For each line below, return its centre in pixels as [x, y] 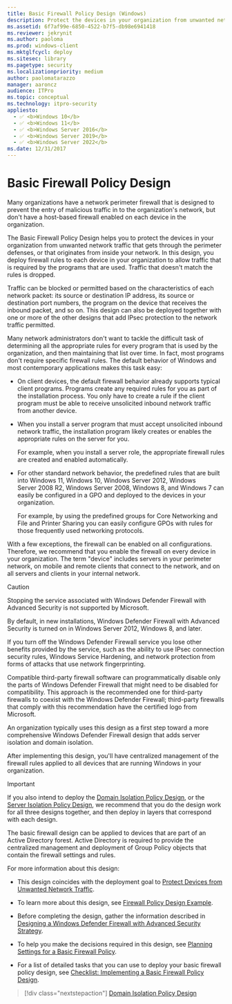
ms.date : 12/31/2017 [37, 149]
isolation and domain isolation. [50, 742]
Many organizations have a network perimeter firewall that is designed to [111, 202]
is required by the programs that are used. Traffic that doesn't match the [110, 267]
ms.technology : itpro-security [52, 104]
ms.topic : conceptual [38, 98]
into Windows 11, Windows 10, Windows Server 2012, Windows [106, 480]
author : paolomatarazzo [41, 78]
